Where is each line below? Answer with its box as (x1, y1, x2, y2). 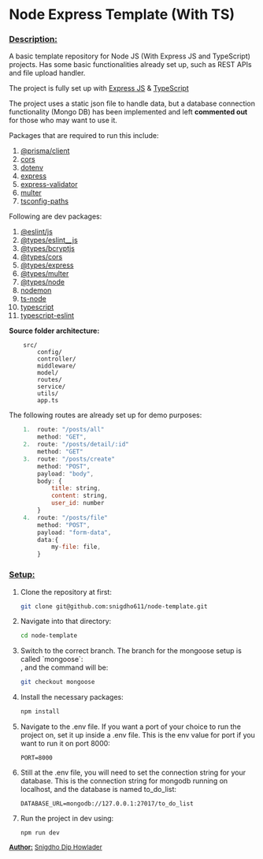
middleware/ (37, 362, 77, 370)
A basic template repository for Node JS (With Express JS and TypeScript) (9, 51, 251, 61)
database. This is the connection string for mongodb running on (20, 776, 228, 786)
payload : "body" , (37, 469, 94, 478)
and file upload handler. (9, 69, 86, 78)
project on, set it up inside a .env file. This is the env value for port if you (20, 730, 255, 740)
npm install (20, 708, 60, 715)
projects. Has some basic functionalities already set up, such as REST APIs (9, 60, 252, 69)
